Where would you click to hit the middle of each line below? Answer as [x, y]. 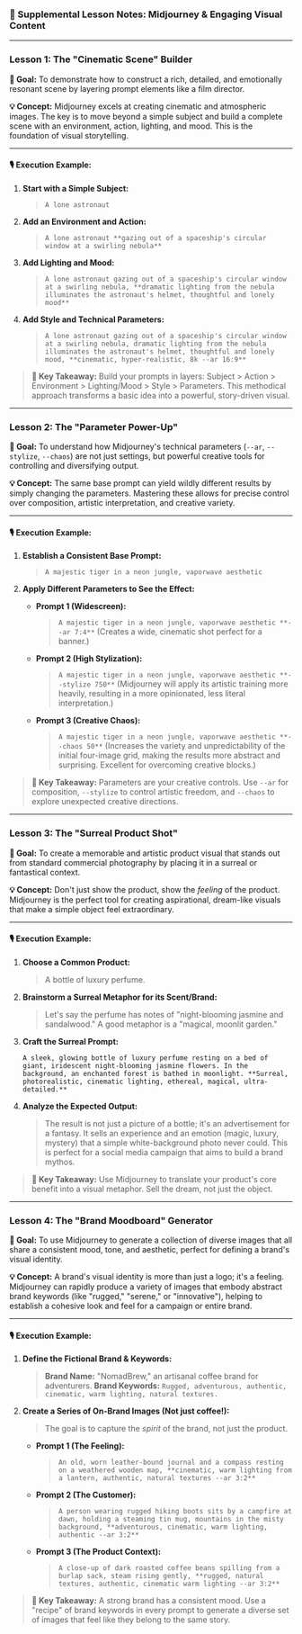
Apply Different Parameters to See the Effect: [108, 589]
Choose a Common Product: [76, 962]
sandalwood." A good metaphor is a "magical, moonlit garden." [161, 1024]
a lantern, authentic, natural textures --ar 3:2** [157, 1478]
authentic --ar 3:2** [98, 1535]
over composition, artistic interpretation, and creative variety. [122, 503]
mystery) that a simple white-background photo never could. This [166, 1143]
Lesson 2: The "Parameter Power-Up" [93, 426]
